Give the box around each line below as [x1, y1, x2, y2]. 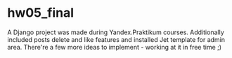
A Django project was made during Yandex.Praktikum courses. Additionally [7, 28, 224, 36]
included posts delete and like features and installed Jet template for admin [7, 35, 226, 43]
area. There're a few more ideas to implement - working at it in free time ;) [7, 43, 222, 51]
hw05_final [7, 5, 75, 21]
